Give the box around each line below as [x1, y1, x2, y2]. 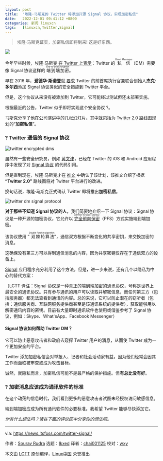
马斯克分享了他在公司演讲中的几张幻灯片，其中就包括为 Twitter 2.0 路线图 [5, 115, 152, 121]
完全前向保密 [74, 216, 100, 221]
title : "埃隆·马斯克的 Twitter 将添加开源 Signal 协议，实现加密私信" [5, 12, 138, 17]
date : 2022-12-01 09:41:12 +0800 [5, 16, 77, 21]
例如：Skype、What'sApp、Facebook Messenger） [13, 313, 117, 319]
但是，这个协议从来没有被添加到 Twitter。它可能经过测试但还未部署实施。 [5, 94, 152, 100]
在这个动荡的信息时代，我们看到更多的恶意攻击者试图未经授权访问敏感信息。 [5, 395, 158, 401]
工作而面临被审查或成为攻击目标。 [5, 360, 73, 366]
